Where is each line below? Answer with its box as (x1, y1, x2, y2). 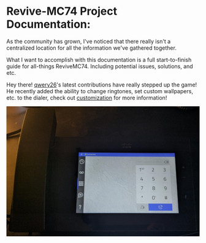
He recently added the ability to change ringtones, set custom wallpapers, (6, 87, 193, 94)
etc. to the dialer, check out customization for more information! (6, 94, 167, 101)
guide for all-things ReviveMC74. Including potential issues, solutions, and (6, 63, 193, 70)
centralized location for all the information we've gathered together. (6, 44, 177, 52)
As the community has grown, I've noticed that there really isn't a (6, 37, 171, 45)
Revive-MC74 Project (6, 4, 118, 18)
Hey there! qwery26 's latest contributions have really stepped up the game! (6, 81, 197, 88)
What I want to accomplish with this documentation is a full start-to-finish (6, 56, 192, 63)
